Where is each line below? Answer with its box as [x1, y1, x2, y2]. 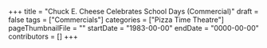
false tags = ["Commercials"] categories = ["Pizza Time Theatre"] [8, 15, 225, 24]
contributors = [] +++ [8, 31, 78, 41]
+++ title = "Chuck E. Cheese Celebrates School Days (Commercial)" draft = [8, 7, 259, 16]
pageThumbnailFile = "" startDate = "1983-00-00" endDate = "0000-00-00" [8, 24, 259, 32]
